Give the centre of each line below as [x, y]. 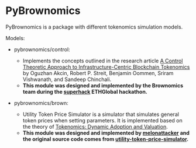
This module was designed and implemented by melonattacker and [106, 133]
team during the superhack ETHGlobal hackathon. [85, 91]
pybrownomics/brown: [41, 103]
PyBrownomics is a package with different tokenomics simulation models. [94, 27]
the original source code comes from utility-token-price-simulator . [105, 139]
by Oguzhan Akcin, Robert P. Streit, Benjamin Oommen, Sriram [98, 73]
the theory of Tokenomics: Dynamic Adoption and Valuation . [95, 126]
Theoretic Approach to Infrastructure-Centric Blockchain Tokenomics [106, 67]
